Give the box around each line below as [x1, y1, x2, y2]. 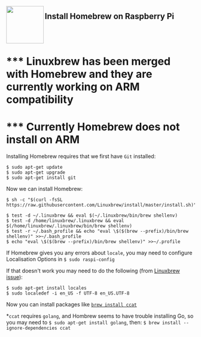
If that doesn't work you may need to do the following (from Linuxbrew [6, 267, 181, 274]
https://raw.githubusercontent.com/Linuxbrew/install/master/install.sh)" [6, 202, 197, 208]
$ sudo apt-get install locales [6, 285, 87, 291]
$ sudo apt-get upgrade [6, 169, 66, 175]
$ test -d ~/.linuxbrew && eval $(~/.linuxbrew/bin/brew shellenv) [6, 212, 178, 218]
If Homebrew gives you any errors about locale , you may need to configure [6, 249, 193, 256]
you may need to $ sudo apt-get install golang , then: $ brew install [6, 318, 181, 326]
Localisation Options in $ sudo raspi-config [6, 255, 115, 263]
